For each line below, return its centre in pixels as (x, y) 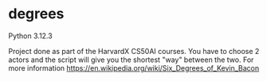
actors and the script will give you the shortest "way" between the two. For (131, 60)
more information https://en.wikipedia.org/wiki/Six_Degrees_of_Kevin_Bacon (134, 67)
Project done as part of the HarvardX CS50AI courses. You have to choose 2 (134, 51)
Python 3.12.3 (31, 36)
